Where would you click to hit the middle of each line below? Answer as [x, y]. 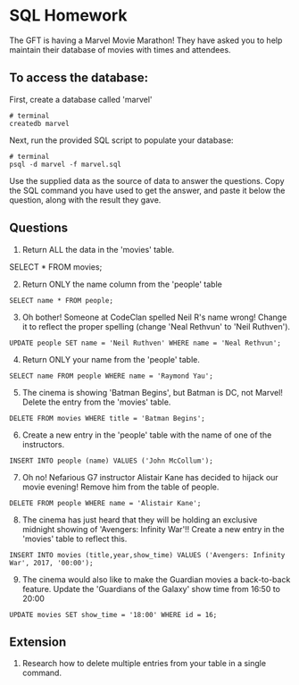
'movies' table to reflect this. [75, 539]
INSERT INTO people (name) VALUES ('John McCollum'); [112, 461]
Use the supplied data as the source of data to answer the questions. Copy [147, 180]
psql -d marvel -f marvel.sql [66, 164]
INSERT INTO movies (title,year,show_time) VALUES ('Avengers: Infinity [147, 555]
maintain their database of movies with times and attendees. [120, 49]
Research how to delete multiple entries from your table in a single [144, 664]
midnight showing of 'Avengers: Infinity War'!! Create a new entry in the [153, 529]
